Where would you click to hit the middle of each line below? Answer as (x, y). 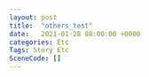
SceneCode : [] (35, 58)
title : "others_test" (51, 26)
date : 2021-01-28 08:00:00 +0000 (75, 34)
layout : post (33, 17)
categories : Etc (39, 42)
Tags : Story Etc (39, 50)
